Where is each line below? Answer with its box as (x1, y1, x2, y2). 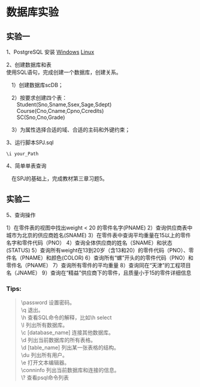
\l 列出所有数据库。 (20, 321, 68, 329)
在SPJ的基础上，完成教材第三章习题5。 (11, 175, 108, 182)
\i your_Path (6, 151, 39, 157)
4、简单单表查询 (6, 162, 47, 169)
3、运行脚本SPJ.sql (6, 139, 54, 146)
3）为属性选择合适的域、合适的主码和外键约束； (11, 126, 131, 133)
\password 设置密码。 (20, 299, 75, 306)
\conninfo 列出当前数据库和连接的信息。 (20, 367, 120, 374)
